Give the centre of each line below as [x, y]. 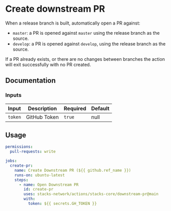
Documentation [31, 80]
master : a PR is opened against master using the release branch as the [86, 33]
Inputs [14, 95]
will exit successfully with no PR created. [48, 64]
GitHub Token [42, 117]
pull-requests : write [33, 152]
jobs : [11, 161]
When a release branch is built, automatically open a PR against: [73, 23]
